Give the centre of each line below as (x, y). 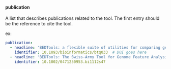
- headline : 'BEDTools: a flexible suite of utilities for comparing (85, 48)
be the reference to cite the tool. (39, 24)
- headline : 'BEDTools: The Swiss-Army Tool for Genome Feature (79, 57)
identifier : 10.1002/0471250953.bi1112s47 (60, 62)
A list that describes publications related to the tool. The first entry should (82, 18)
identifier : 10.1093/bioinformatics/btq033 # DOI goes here (80, 52)
